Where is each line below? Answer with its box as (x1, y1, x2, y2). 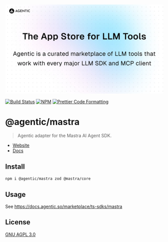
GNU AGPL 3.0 (5, 231, 36, 237)
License (5, 218, 31, 226)
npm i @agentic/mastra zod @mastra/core (5, 176, 91, 181)
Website (12, 143, 30, 149)
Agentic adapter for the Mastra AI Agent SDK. (17, 133, 112, 139)
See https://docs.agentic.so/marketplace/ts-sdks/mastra (5, 203, 123, 209)
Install (5, 162, 25, 171)
